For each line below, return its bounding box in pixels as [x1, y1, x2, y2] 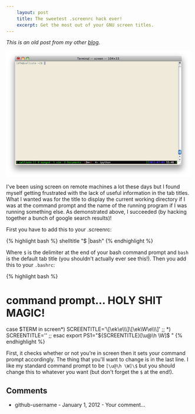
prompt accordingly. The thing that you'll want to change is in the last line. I [6, 356, 189, 363]
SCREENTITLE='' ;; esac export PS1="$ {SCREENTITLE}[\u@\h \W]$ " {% [6, 332, 183, 339]
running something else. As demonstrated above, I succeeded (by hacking [6, 208, 187, 216]
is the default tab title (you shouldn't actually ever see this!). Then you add [6, 255, 187, 262]
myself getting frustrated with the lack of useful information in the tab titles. [6, 190, 190, 197]
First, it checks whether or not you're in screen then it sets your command [6, 350, 186, 357]
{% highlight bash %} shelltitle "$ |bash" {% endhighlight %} [6, 237, 153, 245]
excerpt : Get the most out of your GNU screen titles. [16, 22, 154, 28]
